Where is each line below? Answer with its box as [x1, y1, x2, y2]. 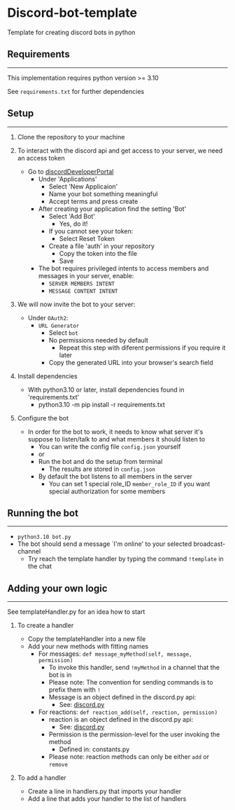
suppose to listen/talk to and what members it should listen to [27, 434, 206, 443]
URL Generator [38, 322, 80, 329]
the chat [27, 562, 52, 570]
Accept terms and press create [48, 197, 138, 205]
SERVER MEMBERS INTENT [48, 280, 115, 287]
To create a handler [17, 622, 74, 630]
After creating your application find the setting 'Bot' [38, 205, 187, 213]
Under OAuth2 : [27, 313, 69, 322]
